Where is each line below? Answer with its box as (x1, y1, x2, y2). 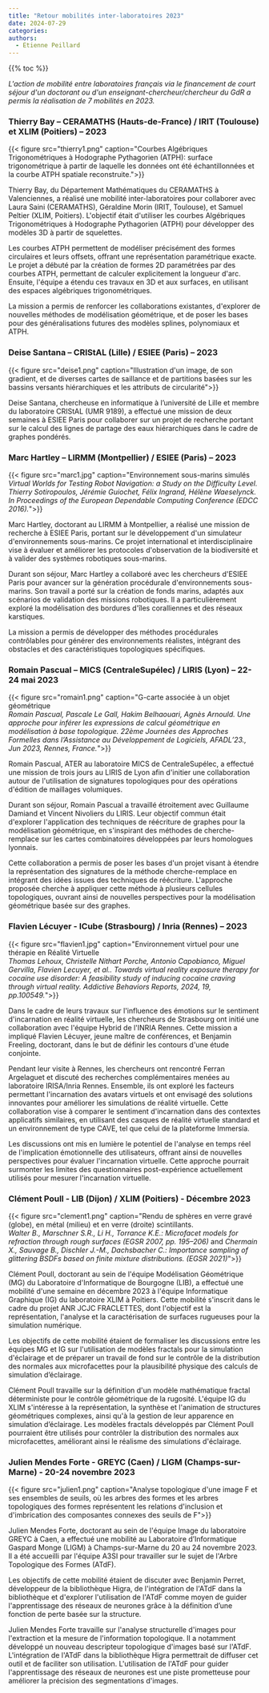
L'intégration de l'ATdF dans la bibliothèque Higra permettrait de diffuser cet (8, 1651, 259, 1660)
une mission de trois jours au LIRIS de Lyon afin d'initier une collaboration (8, 768, 251, 777)
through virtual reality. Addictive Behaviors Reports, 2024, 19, (8, 982, 211, 991)
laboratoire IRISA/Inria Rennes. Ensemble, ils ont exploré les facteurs (8, 1081, 235, 1090)
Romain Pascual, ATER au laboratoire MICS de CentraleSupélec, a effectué (8, 759, 255, 769)
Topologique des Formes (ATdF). (8, 1560, 116, 1570)
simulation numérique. (8, 1320, 82, 1330)
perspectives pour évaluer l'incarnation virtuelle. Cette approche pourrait (8, 1155, 250, 1166)
